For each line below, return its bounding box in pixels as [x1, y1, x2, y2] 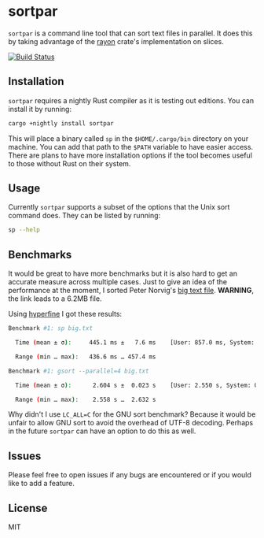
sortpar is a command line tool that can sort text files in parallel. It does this [8, 28, 253, 38]
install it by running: [8, 104, 72, 113]
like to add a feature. [8, 479, 75, 488]
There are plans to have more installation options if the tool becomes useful [8, 150, 253, 160]
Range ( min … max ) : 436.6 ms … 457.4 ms [15, 353, 156, 361]
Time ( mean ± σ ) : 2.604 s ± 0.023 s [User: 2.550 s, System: [15, 381, 251, 389]
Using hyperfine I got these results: [8, 310, 123, 319]
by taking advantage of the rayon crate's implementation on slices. [8, 36, 224, 46]
